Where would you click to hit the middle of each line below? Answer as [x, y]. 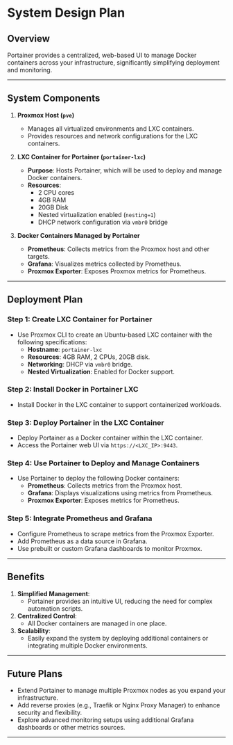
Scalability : [34, 630]
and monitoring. [30, 70]
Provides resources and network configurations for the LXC [113, 136]
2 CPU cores [56, 192]
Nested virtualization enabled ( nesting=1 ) [97, 214]
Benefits [26, 577]
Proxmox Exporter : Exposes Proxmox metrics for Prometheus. [117, 271]
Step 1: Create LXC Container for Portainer [80, 319]
